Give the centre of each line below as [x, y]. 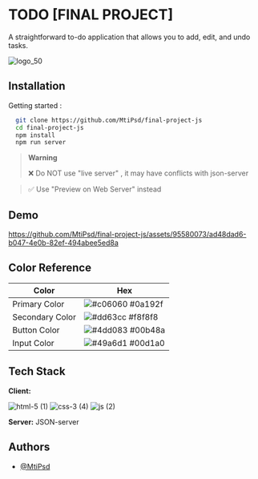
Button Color [36, 330]
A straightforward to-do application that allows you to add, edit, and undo [129, 37]
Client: [20, 391]
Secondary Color [44, 316]
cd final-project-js [50, 127]
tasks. [18, 45]
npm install [36, 135]
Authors [29, 447]
